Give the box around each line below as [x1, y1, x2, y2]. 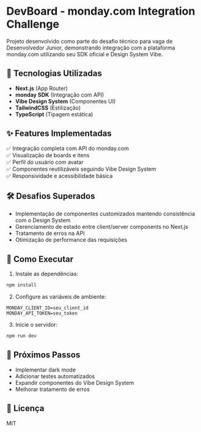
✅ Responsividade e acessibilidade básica [6, 172, 113, 179]
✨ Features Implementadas [6, 128, 112, 139]
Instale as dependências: [15, 270, 78, 278]
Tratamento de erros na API [15, 229, 85, 237]
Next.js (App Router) [15, 84, 68, 92]
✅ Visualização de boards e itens [6, 151, 90, 158]
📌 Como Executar [6, 254, 74, 264]
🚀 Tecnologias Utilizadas [6, 69, 102, 79]
